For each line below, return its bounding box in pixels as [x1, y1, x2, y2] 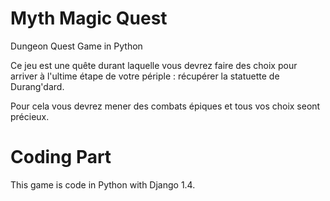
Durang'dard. [10, 80, 65, 92]
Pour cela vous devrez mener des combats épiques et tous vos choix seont [10, 100, 321, 112]
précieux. [10, 110, 50, 122]
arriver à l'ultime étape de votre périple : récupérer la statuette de [10, 70, 280, 82]
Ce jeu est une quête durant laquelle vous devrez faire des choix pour [10, 59, 298, 71]
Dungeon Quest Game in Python [10, 40, 143, 52]
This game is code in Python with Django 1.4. [10, 178, 196, 191]
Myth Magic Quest [10, 7, 168, 30]
